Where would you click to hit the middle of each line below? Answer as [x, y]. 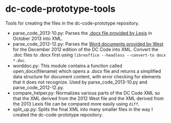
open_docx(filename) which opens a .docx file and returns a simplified [87, 71]
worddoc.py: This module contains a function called [67, 66]
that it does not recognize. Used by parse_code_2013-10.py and [80, 82]
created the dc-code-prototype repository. [58, 115]
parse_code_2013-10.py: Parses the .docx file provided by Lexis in [82, 33]
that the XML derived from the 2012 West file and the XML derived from [88, 98]
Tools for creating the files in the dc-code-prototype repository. [72, 23]
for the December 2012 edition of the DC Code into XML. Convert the [85, 49]
